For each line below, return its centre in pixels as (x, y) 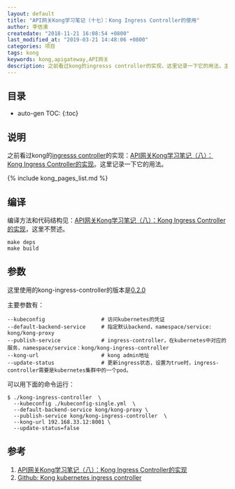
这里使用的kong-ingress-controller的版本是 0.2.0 (77, 290)
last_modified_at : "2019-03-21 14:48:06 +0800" (78, 40)
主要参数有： (26, 304)
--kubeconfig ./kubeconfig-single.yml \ (75, 403)
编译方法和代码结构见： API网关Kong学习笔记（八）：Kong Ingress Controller (116, 220)
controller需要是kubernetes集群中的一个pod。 (69, 370)
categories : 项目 (31, 46)
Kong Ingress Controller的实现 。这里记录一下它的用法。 (87, 164)
